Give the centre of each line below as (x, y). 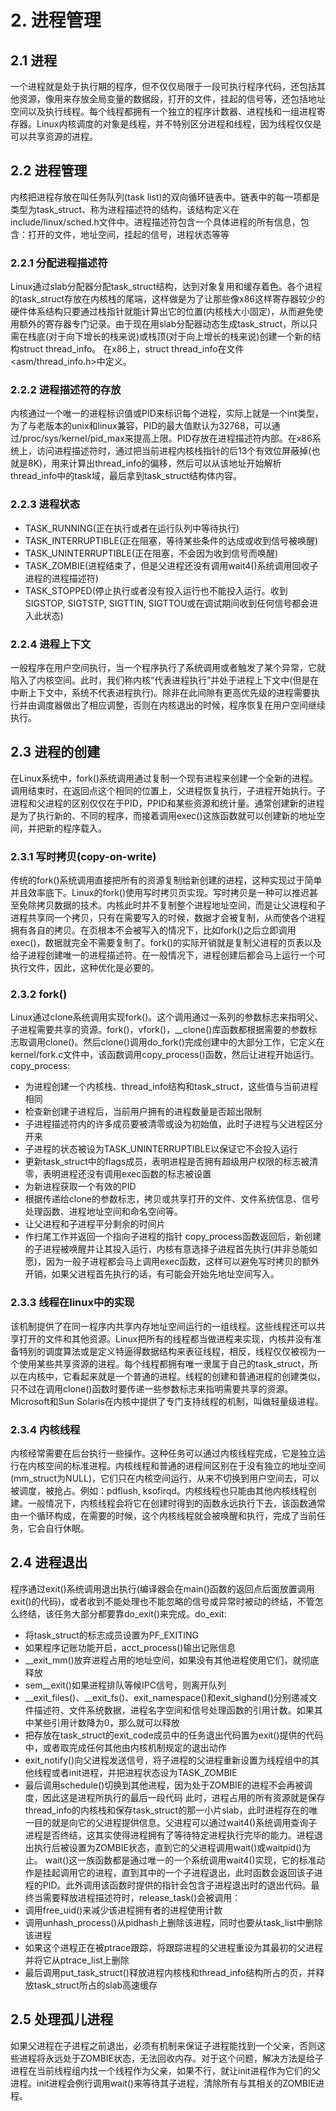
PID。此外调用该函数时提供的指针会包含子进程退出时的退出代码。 (177, 1885)
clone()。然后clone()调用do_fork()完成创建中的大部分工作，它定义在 (184, 1042)
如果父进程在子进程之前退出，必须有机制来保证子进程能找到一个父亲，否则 (163, 2045)
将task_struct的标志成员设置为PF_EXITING (111, 1635)
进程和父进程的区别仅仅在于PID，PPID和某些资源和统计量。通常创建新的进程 (167, 803)
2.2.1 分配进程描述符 (59, 263)
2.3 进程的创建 (55, 752)
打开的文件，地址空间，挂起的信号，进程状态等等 (128, 234)
